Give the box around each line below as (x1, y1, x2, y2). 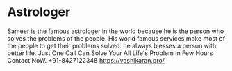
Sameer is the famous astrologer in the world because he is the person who (7, 27, 224, 35)
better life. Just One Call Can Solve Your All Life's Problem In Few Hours (7, 49, 213, 57)
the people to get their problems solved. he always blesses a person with (7, 41, 217, 50)
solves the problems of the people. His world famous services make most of (7, 34, 226, 42)
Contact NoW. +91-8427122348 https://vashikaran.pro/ (7, 56, 165, 64)
